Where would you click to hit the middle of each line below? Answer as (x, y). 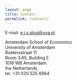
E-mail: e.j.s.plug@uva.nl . (30, 33)
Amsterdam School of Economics (38, 42)
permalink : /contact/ (27, 19)
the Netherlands (21, 68)
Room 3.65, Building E (27, 58)
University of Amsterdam (30, 48)
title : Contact (20, 14)
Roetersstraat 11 (21, 53)
